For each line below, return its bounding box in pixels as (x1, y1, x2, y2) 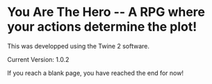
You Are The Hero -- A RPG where (7, 4, 205, 20)
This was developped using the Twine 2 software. (7, 42, 149, 50)
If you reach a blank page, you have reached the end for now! (7, 69, 184, 77)
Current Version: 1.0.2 (7, 55, 70, 63)
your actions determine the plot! (7, 19, 197, 35)
